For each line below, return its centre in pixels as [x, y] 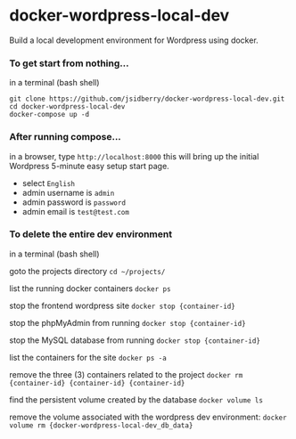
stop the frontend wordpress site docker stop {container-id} [123, 305]
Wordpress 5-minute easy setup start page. [89, 166]
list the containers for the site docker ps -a [88, 357]
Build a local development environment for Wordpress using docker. [134, 40]
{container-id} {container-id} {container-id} [97, 383]
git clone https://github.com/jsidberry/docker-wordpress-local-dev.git [147, 99]
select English [49, 183]
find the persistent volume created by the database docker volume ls [136, 399]
